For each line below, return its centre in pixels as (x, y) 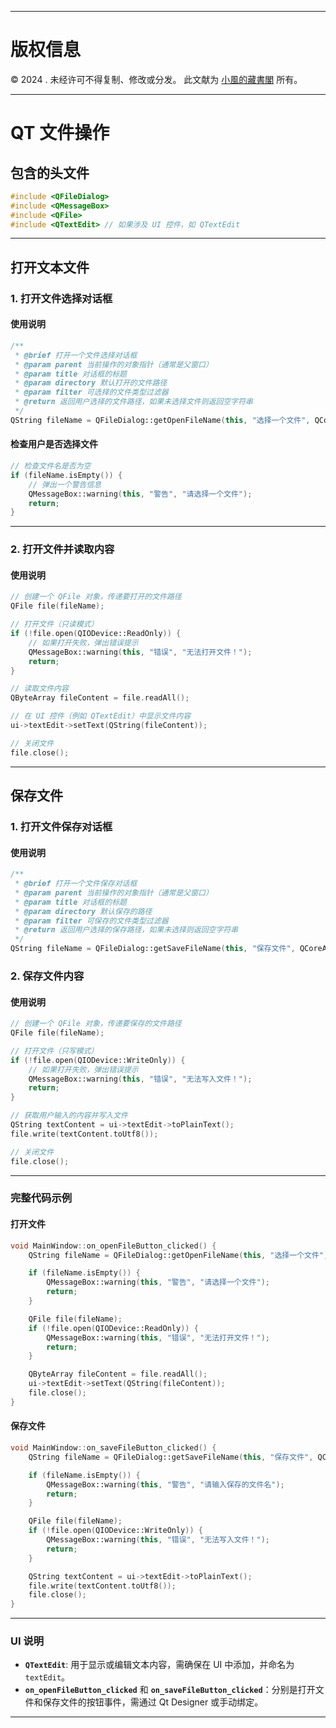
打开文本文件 (50, 267)
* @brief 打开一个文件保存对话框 (76, 884)
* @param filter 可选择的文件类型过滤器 (91, 392)
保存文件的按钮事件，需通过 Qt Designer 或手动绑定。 (153, 1702)
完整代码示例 (41, 1198)
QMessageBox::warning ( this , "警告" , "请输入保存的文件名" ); (165, 1484)
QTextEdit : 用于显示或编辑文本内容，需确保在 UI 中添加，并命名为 (159, 1665)
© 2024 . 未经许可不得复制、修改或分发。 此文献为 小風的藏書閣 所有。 (156, 79)
